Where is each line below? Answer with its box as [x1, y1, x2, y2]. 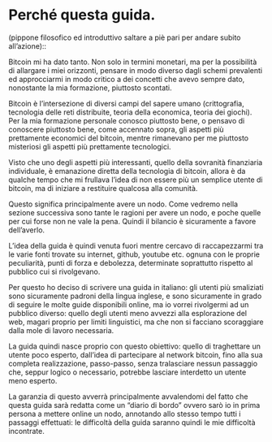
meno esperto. [8, 375, 58, 385]
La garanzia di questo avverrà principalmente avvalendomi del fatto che [8, 392, 248, 401]
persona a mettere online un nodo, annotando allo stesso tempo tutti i [8, 409, 241, 418]
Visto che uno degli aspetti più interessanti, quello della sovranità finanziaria [8, 157, 263, 167]
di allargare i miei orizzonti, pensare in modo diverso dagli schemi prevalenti [8, 65, 262, 75]
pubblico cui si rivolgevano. [8, 266, 101, 276]
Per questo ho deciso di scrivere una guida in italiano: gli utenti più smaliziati [8, 282, 264, 292]
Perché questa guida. [8, 6, 156, 24]
